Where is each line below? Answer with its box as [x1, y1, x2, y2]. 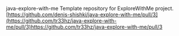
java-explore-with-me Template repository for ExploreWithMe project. [6, 5, 174, 12]
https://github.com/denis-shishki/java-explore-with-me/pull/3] [8, 11, 158, 18]
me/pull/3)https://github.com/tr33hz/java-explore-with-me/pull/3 [6, 23, 163, 30]
